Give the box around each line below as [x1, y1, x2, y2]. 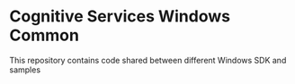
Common [9, 25, 79, 46]
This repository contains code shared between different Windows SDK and [9, 55, 287, 65]
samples [9, 64, 41, 75]
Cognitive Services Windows [9, 6, 231, 27]
